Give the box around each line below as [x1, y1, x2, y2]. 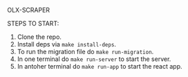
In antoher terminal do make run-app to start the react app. [17, 62, 182, 70]
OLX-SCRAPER [7, 6, 50, 14]
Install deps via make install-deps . [17, 40, 116, 48]
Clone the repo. [17, 33, 62, 41]
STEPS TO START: [7, 19, 59, 27]
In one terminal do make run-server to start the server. [17, 55, 171, 63]
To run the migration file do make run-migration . [17, 48, 154, 55]
